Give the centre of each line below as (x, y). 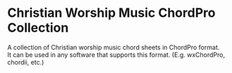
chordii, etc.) (26, 62)
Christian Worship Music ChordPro (111, 13)
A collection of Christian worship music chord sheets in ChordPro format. (114, 47)
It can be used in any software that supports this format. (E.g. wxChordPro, (116, 55)
